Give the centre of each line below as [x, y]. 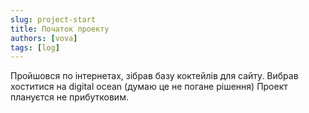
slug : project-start [53, 19]
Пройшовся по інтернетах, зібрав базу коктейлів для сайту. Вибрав [154, 76]
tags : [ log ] [35, 47]
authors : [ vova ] [44, 38]
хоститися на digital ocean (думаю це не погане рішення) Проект [149, 87]
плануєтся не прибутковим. [69, 97]
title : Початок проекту [60, 29]
